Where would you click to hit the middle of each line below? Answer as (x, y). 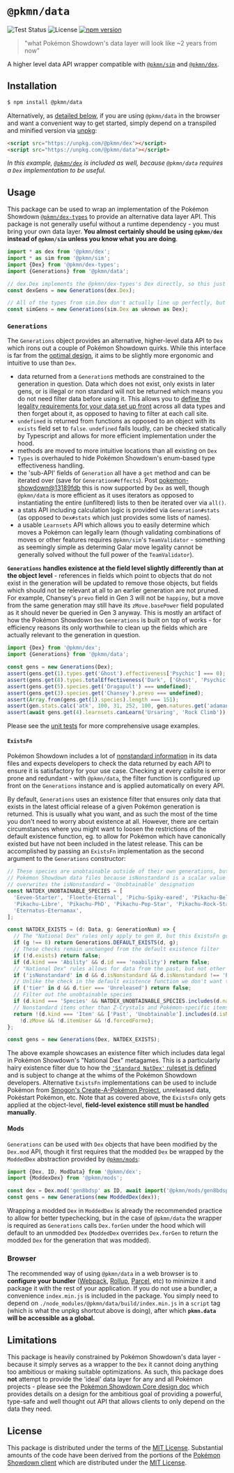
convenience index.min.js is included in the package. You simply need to (113, 1296)
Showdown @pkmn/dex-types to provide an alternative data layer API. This (112, 217)
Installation (32, 86)
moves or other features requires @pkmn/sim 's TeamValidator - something (121, 540)
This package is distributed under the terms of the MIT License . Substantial (115, 1447)
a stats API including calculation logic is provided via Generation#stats (118, 510)
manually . (22, 1112)
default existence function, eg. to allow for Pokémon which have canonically (117, 836)
